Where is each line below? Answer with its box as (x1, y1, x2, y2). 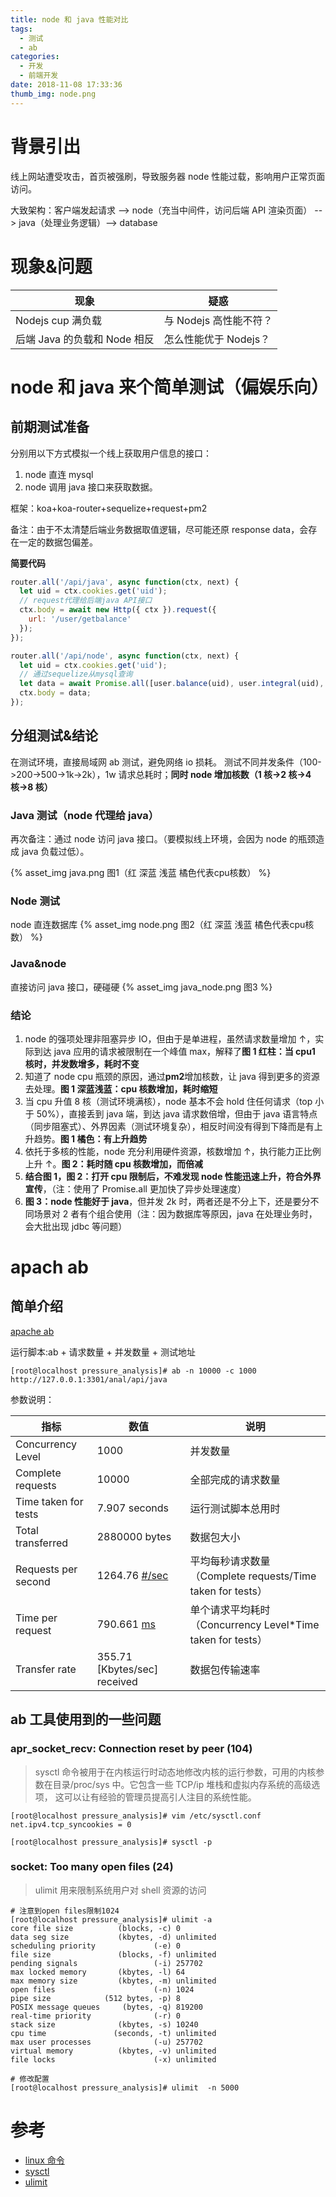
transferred (15, 1536, 69, 1550)
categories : (10, 52, 60, 62)
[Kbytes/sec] (96, 1662, 159, 1676)
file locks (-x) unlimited (10, 2054, 217, 2065)
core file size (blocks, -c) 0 (10, 1923, 182, 1933)
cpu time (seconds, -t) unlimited (10, 2028, 217, 2038)
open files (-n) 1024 (10, 1984, 195, 1995)
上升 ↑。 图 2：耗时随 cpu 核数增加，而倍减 (24, 1157, 203, 1170)
